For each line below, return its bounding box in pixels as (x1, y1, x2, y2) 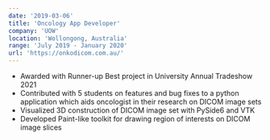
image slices (19, 122, 62, 132)
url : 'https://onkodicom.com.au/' (8, 49, 125, 57)
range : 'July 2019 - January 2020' (8, 42, 128, 50)
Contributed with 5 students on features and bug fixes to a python (19, 89, 239, 97)
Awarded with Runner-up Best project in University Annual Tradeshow (19, 72, 253, 80)
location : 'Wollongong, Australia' (8, 34, 128, 43)
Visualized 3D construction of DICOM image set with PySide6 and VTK (19, 105, 255, 115)
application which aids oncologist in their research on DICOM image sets (19, 97, 262, 106)
